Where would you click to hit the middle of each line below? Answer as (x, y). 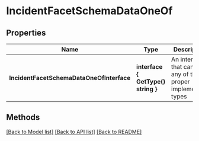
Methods (23, 118)
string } (147, 89)
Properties (26, 33)
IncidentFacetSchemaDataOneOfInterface (70, 78)
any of (180, 74)
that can (182, 67)
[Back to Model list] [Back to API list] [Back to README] (74, 132)
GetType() (151, 81)
